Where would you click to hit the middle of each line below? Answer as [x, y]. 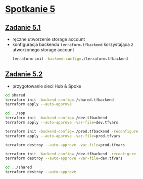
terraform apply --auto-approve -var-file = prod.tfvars [63, 136]
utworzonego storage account [43, 50]
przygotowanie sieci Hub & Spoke [47, 86]
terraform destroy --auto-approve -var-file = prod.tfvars [65, 145]
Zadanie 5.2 [24, 74]
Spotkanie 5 [30, 9]
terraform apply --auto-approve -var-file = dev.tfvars [62, 123]
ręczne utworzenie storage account [48, 39]
